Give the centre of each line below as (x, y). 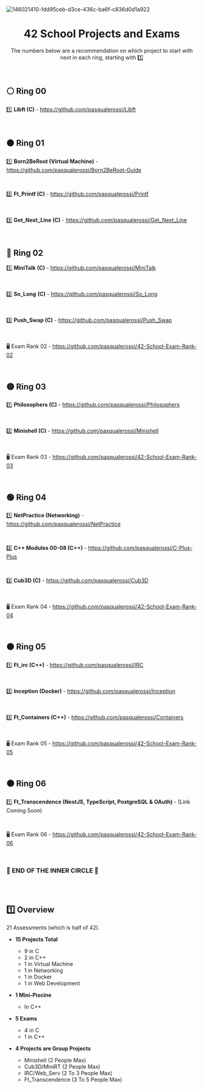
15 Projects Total (36, 939)
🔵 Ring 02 (25, 253)
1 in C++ (35, 1036)
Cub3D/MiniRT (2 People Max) (62, 1067)
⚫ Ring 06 (26, 784)
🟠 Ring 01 (25, 143)
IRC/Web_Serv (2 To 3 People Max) (68, 1073)
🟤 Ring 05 (26, 647)
